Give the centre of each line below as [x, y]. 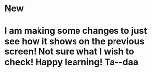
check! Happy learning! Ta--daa [72, 62]
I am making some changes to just [76, 31]
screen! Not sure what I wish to [69, 52]
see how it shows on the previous [75, 41]
